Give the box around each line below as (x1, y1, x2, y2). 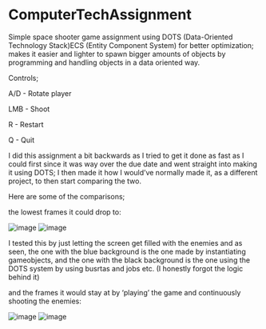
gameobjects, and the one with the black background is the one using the (8, 255, 250, 265)
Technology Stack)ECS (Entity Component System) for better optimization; (8, 40, 254, 50)
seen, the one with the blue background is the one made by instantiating (8, 247, 246, 256)
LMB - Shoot (8, 104, 50, 114)
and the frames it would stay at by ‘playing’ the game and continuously (8, 287, 241, 297)
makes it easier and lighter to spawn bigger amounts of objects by (8, 49, 226, 58)
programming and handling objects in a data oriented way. (8, 58, 200, 67)
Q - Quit (8, 134, 34, 145)
